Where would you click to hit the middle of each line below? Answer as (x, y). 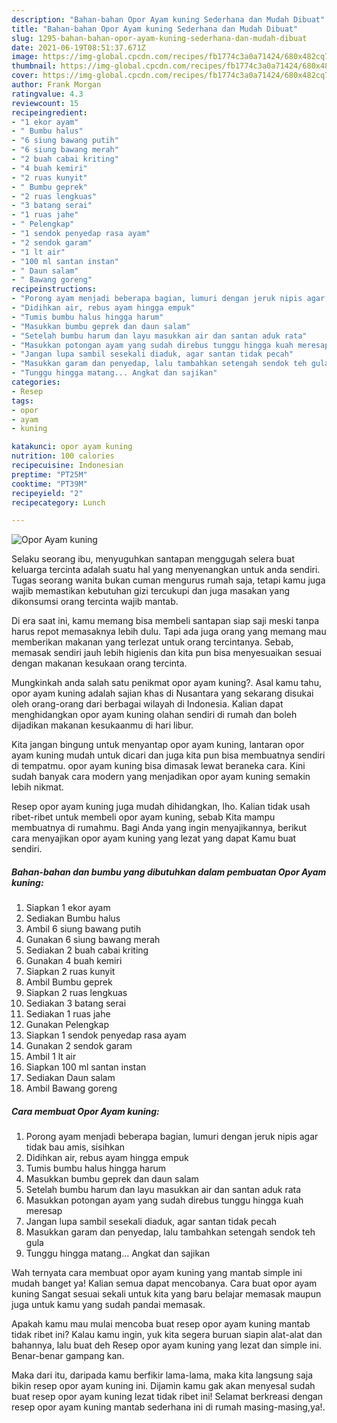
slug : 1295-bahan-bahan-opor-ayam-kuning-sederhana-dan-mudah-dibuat (159, 38)
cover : (25, 76)
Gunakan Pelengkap (67, 1025)
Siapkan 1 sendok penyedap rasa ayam (106, 1035)
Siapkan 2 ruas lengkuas (76, 993)
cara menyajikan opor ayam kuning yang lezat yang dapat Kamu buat (154, 838)
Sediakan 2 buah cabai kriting (87, 950)
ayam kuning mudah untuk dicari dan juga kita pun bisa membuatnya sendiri (168, 755)
